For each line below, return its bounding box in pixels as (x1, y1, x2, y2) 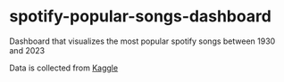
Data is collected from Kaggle (9, 62, 119, 73)
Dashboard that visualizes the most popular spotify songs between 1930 (9, 36, 276, 46)
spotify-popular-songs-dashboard (9, 6, 272, 27)
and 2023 (9, 45, 46, 55)
